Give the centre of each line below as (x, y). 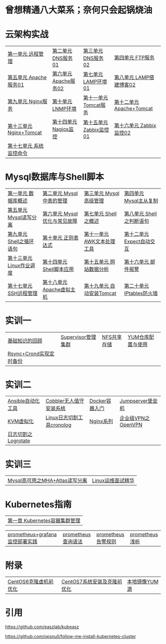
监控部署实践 (23, 542)
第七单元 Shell (100, 214)
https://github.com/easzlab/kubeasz (42, 627)
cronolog (61, 425)
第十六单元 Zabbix (135, 125)
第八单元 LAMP (132, 77)
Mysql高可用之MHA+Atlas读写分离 (47, 481)
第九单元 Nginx (25, 102)
